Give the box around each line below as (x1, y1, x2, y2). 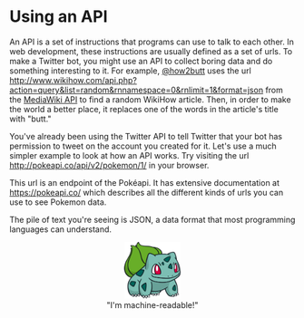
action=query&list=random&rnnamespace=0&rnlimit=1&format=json (9, 84, 264, 95)
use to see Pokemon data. (9, 197, 107, 207)
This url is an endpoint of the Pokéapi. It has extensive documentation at (9, 177, 279, 188)
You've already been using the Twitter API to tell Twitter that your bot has (9, 130, 283, 141)
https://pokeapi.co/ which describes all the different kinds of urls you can (9, 187, 284, 198)
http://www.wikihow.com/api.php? (9, 74, 138, 85)
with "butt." (9, 113, 52, 124)
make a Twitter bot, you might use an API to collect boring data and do (9, 55, 273, 66)
